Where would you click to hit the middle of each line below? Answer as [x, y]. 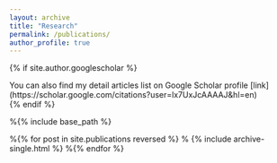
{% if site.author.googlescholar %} [73, 68]
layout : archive [40, 17]
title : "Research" [44, 26]
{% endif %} [32, 105]
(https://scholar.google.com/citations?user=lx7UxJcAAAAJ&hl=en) [134, 95]
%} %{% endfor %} [88, 149]
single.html [30, 149]
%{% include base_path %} [61, 122]
